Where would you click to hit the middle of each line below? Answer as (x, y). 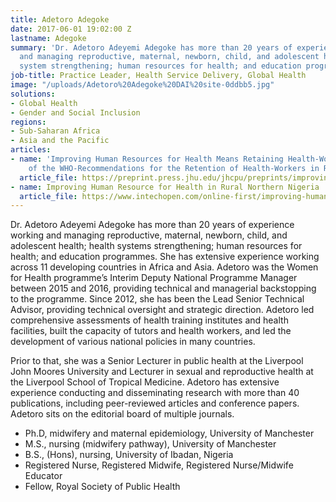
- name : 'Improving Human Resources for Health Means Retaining (147, 159)
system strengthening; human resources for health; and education (160, 66)
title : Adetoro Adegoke (60, 19)
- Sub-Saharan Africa (55, 131)
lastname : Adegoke (48, 38)
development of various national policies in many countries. (133, 342)
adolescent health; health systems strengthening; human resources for (156, 246)
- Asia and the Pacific (60, 141)
